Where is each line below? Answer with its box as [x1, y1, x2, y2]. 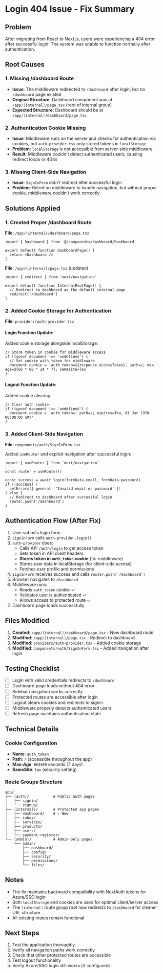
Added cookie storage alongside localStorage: [5, 340, 99, 346]
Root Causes [5, 60, 45, 69]
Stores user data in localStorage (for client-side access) [19, 561, 132, 566]
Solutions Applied [5, 204, 61, 212]
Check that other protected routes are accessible [12, 952, 111, 958]
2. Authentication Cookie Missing [5, 124, 86, 131]
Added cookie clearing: [5, 392, 52, 398]
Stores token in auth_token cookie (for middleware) [19, 555, 123, 561]
